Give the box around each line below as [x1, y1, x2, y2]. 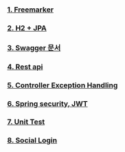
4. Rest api [7, 62, 43, 72]
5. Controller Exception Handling [7, 80, 118, 90]
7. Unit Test [7, 117, 45, 127]
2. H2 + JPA [7, 23, 47, 32]
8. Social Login [7, 135, 57, 145]
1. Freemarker [7, 5, 54, 14]
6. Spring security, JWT [7, 98, 88, 108]
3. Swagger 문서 [7, 43, 61, 52]
